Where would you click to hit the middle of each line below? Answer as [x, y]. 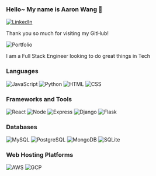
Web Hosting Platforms [40, 155]
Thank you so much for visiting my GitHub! [58, 33]
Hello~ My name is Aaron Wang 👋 [54, 9]
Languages [22, 71]
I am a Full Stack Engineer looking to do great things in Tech [78, 56]
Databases [22, 127]
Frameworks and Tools [39, 99]
